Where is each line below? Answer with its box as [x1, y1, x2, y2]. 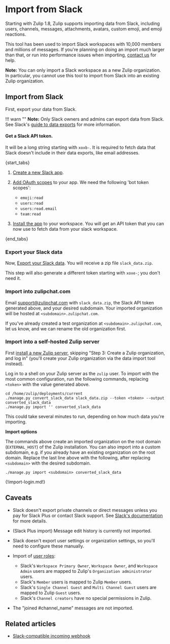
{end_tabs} [5, 235, 28, 242]
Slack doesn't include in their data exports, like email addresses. [5, 149, 140, 156]
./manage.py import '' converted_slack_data [5, 404, 101, 410]
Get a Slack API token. [5, 133, 53, 139]
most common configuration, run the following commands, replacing [5, 376, 149, 382]
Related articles [5, 620, 56, 628]
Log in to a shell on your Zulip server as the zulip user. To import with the [5, 370, 159, 377]
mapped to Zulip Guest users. [20, 590, 81, 596]
